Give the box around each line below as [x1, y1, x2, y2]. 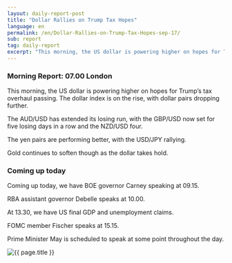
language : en [7, 23, 45, 30]
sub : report [7, 36, 41, 43]
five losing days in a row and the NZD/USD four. [7, 122, 143, 131]
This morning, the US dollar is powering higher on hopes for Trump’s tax [7, 87, 213, 95]
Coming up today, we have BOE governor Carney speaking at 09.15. [7, 182, 200, 190]
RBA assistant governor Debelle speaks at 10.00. [7, 195, 145, 203]
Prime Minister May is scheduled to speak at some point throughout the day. [7, 235, 224, 243]
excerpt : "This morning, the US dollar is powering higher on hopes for [7, 49, 221, 56]
